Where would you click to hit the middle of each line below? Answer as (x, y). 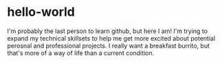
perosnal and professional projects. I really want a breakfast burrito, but (109, 45)
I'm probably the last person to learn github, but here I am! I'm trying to (108, 31)
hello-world (41, 12)
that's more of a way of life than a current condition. (81, 53)
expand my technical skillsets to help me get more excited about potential (111, 38)
